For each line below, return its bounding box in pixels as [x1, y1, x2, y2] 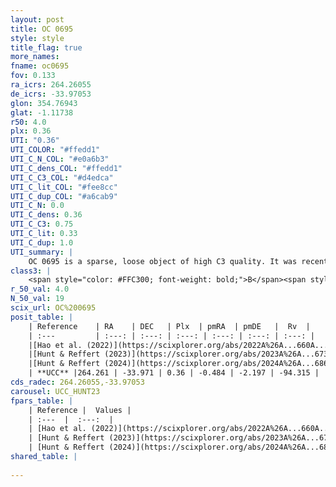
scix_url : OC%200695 [10, 303, 97, 313]
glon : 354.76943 [10, 98, 78, 108]
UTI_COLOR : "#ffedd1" [10, 145, 101, 155]
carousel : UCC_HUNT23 [10, 386, 101, 396]
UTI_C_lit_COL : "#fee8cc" [10, 182, 118, 192]
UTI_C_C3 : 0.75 [10, 219, 74, 230]
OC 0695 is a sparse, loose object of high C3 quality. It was [28, 256, 298, 266]
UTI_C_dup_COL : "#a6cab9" [10, 191, 118, 201]
